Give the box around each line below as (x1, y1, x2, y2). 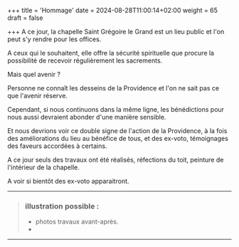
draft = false (7, 14, 43, 22)
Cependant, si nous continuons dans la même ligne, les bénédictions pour (7, 105, 225, 113)
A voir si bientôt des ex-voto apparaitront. (7, 177, 129, 185)
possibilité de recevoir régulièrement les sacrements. (7, 56, 163, 65)
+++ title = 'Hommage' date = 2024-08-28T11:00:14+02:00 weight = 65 (7, 6, 218, 14)
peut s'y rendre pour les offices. (7, 35, 102, 43)
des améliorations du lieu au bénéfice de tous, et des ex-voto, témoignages (7, 135, 229, 142)
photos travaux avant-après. (35, 217, 119, 226)
